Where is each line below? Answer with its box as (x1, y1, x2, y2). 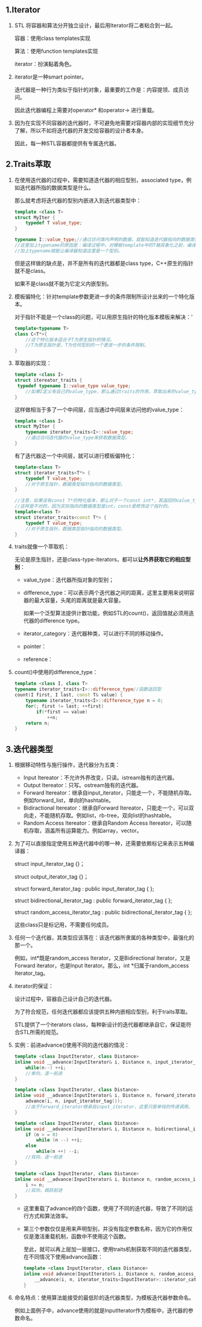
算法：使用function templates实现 (14, 47, 98, 54)
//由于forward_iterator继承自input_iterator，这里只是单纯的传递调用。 (25, 1104, 193, 1110)
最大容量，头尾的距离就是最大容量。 (34, 597, 124, 604)
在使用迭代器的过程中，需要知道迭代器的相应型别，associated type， (14, 176, 186, 183)
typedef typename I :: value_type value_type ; (17, 382, 131, 389)
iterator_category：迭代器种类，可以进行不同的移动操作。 (23, 630, 167, 637)
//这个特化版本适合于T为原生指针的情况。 (25, 336, 115, 342)
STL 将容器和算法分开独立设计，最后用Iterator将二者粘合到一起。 (14, 21, 176, 29)
